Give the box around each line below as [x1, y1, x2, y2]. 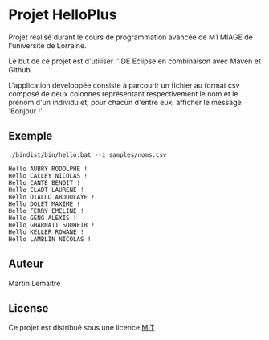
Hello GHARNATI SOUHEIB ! [8, 221, 95, 229]
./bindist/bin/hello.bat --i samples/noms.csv [8, 150, 167, 158]
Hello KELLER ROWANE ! [8, 227, 84, 236]
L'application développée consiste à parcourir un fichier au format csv [8, 80, 240, 90]
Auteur [8, 257, 44, 271]
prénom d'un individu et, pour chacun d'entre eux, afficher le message [8, 97, 243, 107]
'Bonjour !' [8, 106, 43, 116]
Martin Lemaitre [8, 278, 61, 288]
